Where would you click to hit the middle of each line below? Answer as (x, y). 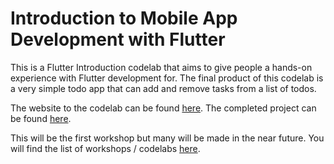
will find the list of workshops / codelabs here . (105, 148)
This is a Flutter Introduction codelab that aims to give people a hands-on (161, 67)
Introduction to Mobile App (124, 18)
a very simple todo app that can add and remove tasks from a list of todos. (163, 88)
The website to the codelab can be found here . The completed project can (163, 108)
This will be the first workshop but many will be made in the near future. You (167, 138)
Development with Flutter (118, 39)
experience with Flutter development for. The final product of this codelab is (167, 78)
